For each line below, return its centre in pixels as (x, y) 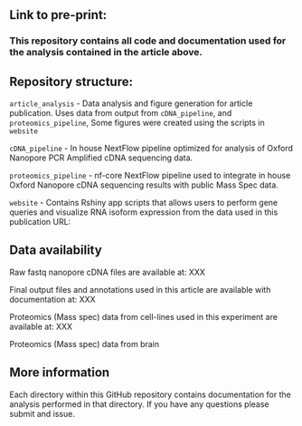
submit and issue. (42, 413)
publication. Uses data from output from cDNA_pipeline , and (121, 112)
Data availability (56, 251)
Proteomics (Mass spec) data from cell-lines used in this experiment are (144, 316)
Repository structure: (71, 81)
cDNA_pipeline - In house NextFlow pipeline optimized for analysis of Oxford (151, 148)
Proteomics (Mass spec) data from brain (85, 344)
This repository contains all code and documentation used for (148, 41)
